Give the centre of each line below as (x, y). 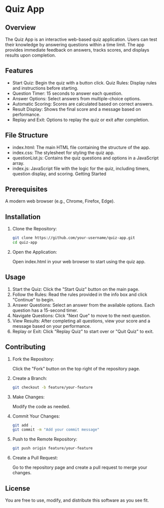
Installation (23, 217)
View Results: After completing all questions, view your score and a (81, 321)
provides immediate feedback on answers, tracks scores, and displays (77, 50)
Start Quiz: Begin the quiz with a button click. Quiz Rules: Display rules (84, 82)
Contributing (25, 347)
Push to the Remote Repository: (45, 439)
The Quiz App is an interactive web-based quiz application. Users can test (81, 39)
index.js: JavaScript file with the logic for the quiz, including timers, (81, 168)
